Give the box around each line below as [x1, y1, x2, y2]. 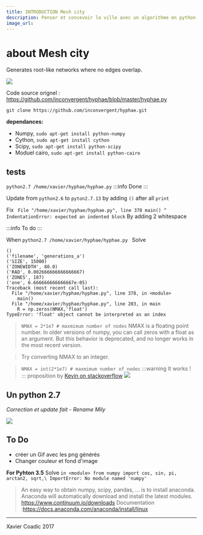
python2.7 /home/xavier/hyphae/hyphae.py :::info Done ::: [6, 183, 148, 190]
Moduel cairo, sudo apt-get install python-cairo [14, 149, 141, 156]
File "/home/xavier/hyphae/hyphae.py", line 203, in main [11, 301, 161, 307]
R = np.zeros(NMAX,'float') [17, 307, 88, 313]
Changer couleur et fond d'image [14, 457, 98, 464]
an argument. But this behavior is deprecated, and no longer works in [21, 335, 194, 342]
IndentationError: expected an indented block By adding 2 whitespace [6, 213, 187, 220]
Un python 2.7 [6, 390, 60, 400]
